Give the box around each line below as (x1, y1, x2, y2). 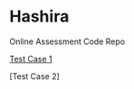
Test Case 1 (9, 53, 53, 64)
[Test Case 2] (9, 70, 61, 82)
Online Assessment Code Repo (9, 36, 125, 47)
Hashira (9, 6, 70, 27)
